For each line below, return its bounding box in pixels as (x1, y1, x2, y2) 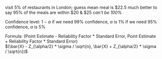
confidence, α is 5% (5, 24, 46, 30)
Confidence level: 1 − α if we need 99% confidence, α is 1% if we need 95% (5, 19, 157, 24)
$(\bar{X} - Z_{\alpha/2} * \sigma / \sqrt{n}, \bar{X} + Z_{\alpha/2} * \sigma (5, 44, 157, 49)
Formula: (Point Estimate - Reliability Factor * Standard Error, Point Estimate (5, 34, 156, 39)
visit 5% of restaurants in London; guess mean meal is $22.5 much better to (5, 5, 157, 10)
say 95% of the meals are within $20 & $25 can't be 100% (5, 10, 122, 15)
